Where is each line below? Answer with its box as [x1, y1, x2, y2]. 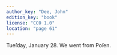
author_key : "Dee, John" [6, 8, 68, 15]
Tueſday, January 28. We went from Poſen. [6, 42, 112, 49]
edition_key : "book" [6, 14, 58, 20]
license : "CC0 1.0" [6, 20, 55, 26]
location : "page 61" [6, 25, 58, 32]
